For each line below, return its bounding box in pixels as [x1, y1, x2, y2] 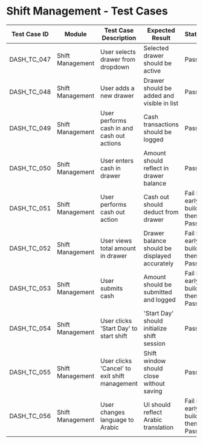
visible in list [143, 99, 179, 107]
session [143, 339, 166, 348]
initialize [143, 324, 167, 332]
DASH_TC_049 [9, 124, 51, 132]
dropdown [100, 62, 130, 71]
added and [143, 91, 174, 100]
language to [100, 415, 134, 424]
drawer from [100, 55, 136, 63]
